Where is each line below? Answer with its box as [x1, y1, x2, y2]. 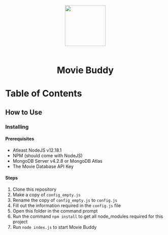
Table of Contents [5, 88, 82, 99]
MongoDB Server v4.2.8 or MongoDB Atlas [12, 158, 103, 164]
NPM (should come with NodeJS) [12, 152, 83, 159]
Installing [5, 123, 29, 130]
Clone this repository [12, 186, 57, 192]
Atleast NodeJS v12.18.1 [12, 147, 62, 153]
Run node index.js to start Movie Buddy [12, 224, 97, 230]
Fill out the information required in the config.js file [12, 202, 121, 209]
